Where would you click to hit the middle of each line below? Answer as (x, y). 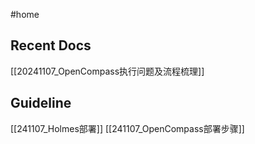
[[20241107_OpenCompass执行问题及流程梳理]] (107, 71)
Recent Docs (51, 45)
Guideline (41, 103)
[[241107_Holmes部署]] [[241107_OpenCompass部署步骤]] (127, 128)
